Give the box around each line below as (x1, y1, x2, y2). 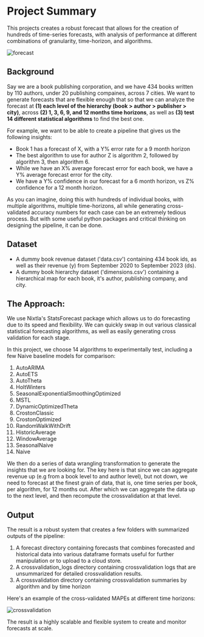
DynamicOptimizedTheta (15, 403, 78, 410)
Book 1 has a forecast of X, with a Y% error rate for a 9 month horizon (15, 145, 191, 153)
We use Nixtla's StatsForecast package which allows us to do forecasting (7, 315, 191, 322)
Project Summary (7, 4, 97, 18)
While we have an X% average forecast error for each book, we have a (15, 164, 193, 171)
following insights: (7, 133, 52, 140)
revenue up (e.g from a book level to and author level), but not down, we (7, 473, 188, 480)
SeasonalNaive (15, 442, 53, 449)
